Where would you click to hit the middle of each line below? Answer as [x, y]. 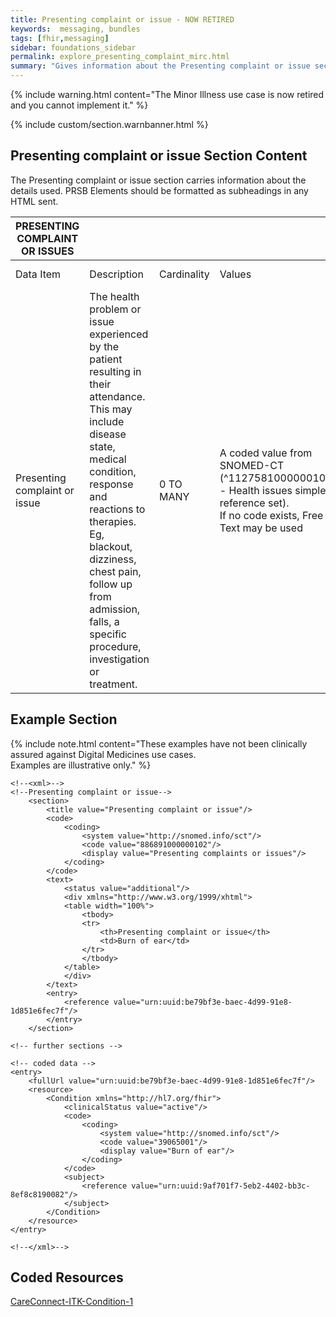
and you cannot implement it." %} [79, 105]
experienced [119, 334]
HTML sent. [34, 201]
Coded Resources [67, 1277]
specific [108, 634]
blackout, [111, 546]
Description [116, 274]
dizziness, [113, 559]
